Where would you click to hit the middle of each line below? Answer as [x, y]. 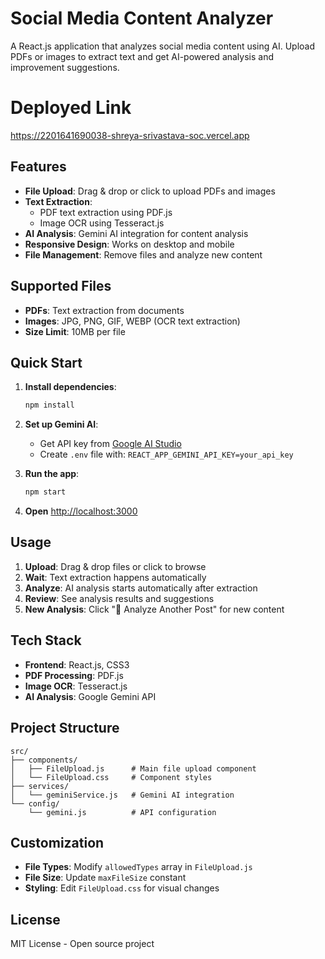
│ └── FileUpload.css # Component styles [111, 777]
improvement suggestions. [65, 67]
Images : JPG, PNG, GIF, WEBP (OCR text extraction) [132, 321]
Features [38, 167]
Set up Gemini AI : [61, 424]
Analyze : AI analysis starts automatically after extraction [141, 588]
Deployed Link [71, 108]
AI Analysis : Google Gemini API [90, 696]
